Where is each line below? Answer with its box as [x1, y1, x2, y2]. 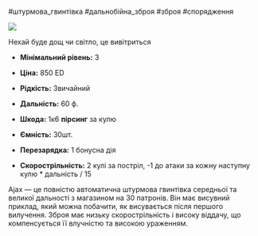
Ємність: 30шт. [19, 130, 73, 139]
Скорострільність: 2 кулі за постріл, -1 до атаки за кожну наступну [19, 161, 251, 170]
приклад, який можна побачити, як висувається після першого [8, 202, 224, 210]
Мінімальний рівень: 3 [19, 53, 100, 62]
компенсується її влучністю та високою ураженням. [8, 218, 189, 228]
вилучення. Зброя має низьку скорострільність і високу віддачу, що [8, 210, 241, 219]
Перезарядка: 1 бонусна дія [19, 145, 116, 155]
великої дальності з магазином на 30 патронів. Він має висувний [8, 193, 230, 203]
